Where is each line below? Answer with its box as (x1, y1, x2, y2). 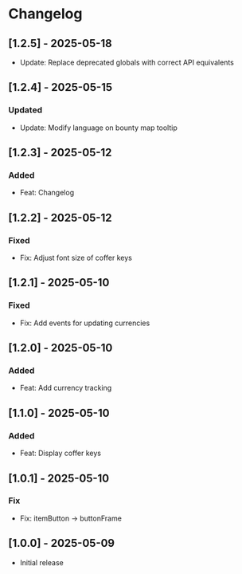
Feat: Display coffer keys (19, 448, 102, 458)
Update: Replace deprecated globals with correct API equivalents (19, 57, 235, 67)
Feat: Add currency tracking (19, 383, 112, 393)
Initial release (19, 557, 64, 567)
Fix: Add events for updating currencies (19, 318, 150, 328)
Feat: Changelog (19, 188, 74, 198)
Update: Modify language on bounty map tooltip (19, 123, 178, 132)
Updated (8, 104, 42, 116)
